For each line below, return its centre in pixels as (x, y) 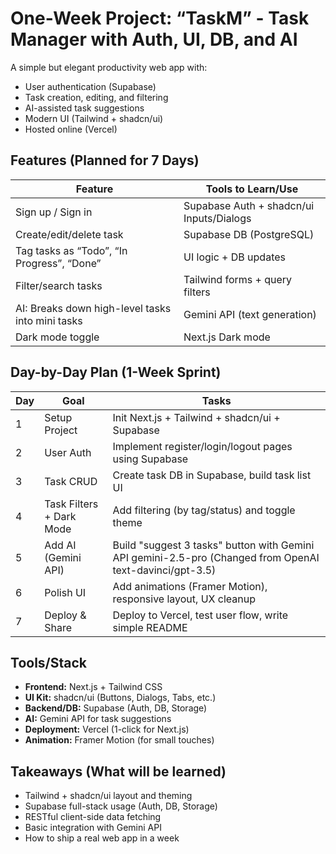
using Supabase (150, 459)
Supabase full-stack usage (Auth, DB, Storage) (121, 806)
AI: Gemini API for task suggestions (98, 719)
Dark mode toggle (57, 337)
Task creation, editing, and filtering (96, 97)
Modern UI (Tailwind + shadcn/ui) (94, 118)
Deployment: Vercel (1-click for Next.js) (107, 729)
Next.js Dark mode (227, 337)
